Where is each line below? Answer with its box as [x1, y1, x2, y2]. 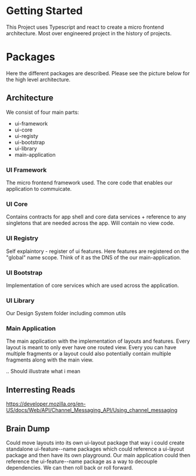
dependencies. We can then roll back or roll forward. [6, 464, 133, 471]
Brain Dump [6, 424, 50, 434]
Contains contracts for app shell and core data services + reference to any [6, 213, 187, 221]
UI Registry [6, 234, 39, 242]
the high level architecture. [6, 76, 71, 83]
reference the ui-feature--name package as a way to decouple [6, 458, 158, 465]
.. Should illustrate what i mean [6, 368, 81, 375]
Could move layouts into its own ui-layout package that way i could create [6, 439, 185, 447]
